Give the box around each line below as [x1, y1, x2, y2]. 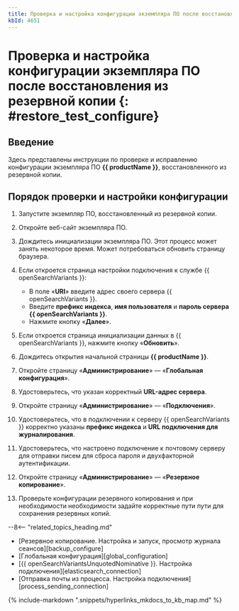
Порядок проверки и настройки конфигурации [8, 190, 228, 202]
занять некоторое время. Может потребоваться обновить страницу [18, 244, 226, 253]
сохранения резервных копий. [18, 509, 111, 518]
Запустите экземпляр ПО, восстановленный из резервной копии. [18, 210, 217, 218]
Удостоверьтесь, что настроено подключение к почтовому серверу [18, 444, 226, 453]
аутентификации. [18, 459, 70, 467]
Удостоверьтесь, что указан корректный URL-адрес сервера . [18, 388, 207, 396]
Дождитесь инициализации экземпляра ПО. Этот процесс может [18, 237, 217, 246]
